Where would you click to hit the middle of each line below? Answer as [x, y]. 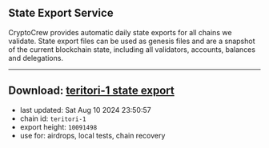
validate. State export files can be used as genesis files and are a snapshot [132, 41]
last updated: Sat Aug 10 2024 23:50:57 [85, 110]
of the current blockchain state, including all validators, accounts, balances [132, 49]
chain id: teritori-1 [53, 118]
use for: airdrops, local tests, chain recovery [92, 135]
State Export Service [61, 13]
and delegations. [36, 58]
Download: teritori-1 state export [91, 91]
